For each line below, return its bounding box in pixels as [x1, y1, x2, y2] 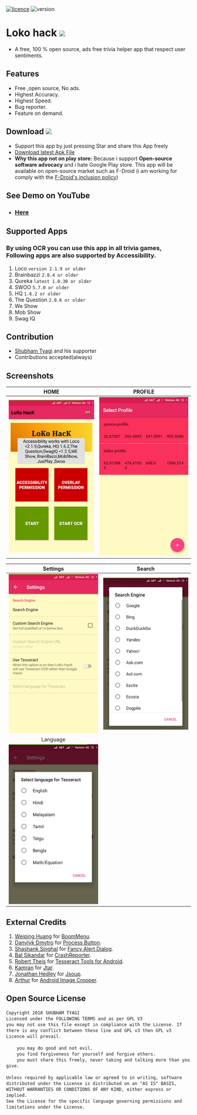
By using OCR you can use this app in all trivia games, [6, 244, 162, 253]
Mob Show [14, 308, 41, 316]
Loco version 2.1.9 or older [14, 265, 86, 272]
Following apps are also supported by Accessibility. [6, 251, 157, 260]
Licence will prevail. [6, 1033, 62, 1039]
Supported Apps [6, 227, 68, 237]
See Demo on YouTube [6, 190, 90, 200]
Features [6, 69, 39, 79]
